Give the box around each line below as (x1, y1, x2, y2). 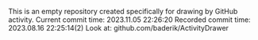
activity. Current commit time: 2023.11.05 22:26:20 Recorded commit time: (8, 15, 252, 24)
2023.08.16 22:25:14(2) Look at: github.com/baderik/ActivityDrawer (8, 24, 229, 32)
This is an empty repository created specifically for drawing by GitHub (8, 7, 238, 16)
